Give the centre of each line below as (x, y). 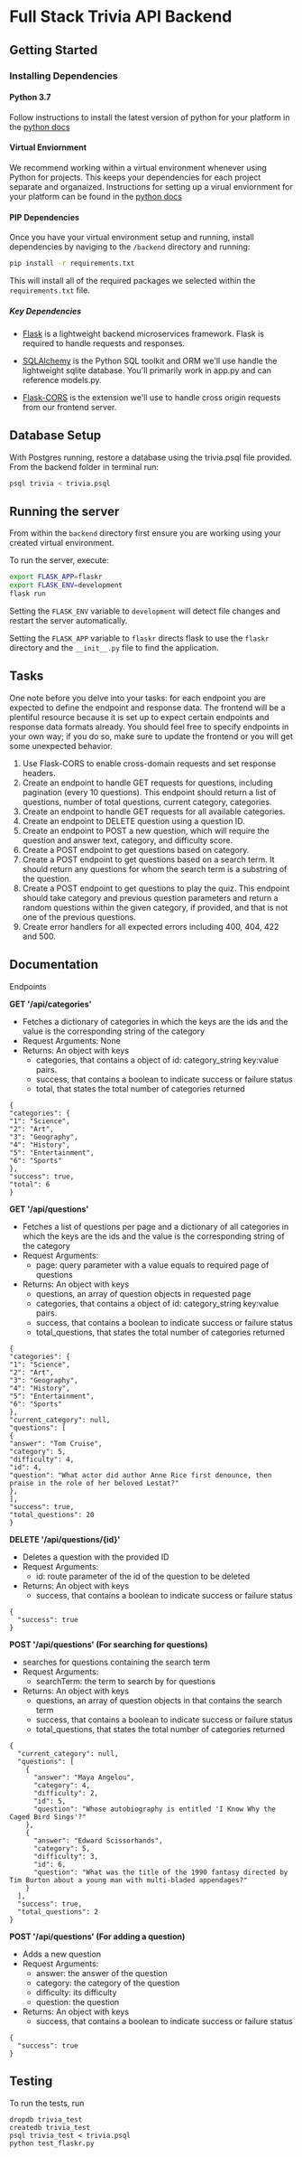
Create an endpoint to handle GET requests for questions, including (147, 783)
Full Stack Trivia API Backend (121, 17)
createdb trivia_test (50, 2127)
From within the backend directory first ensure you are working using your (145, 533)
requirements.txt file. (50, 290)
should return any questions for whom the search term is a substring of (155, 868)
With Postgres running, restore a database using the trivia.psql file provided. (151, 457)
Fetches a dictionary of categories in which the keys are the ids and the (155, 1021)
